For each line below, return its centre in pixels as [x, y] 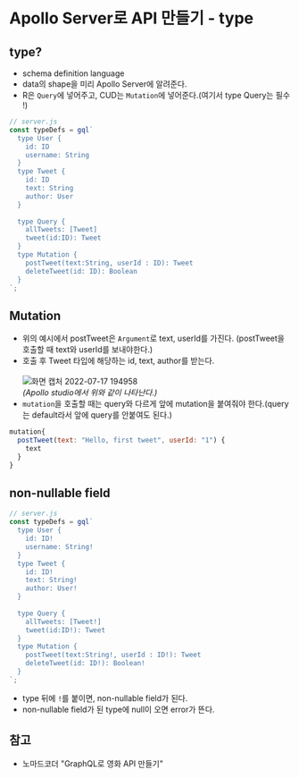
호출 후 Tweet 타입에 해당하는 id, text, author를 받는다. [118, 361]
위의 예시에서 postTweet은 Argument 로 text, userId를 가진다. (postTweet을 [154, 338]
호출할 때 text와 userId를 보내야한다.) [87, 350]
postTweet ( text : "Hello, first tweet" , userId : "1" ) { [121, 440]
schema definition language [73, 73]
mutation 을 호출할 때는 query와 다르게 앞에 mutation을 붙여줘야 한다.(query [155, 404]
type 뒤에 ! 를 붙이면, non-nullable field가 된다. [105, 698]
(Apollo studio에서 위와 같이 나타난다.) [90, 393]
